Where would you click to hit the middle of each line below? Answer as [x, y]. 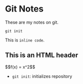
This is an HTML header [42, 55]
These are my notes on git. [32, 22]
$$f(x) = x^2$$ [20, 67]
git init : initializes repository [42, 76]
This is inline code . [25, 40]
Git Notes [24, 9]
